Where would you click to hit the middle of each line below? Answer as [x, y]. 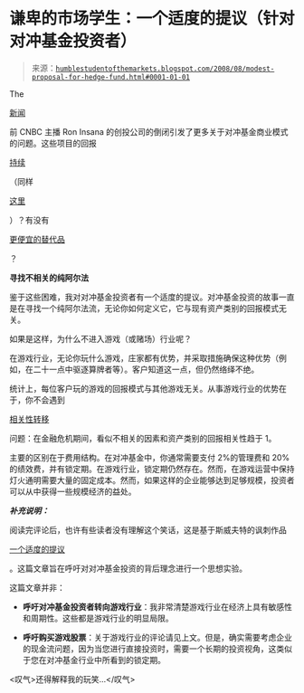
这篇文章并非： [37, 587]
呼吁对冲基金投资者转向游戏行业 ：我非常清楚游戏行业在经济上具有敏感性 [157, 606]
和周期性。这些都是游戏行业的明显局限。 [98, 618]
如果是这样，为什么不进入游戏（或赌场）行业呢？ [100, 338]
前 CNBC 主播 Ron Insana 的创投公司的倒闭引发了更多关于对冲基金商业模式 [149, 131]
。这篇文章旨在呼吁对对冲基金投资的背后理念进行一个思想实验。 [128, 568]
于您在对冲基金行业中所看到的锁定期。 [94, 660]
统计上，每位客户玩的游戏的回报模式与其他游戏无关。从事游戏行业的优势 [144, 388]
